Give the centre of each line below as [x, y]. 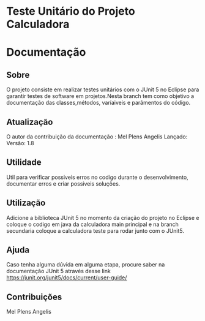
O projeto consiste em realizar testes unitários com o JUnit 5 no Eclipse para [103, 89]
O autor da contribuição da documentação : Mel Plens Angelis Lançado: [97, 137]
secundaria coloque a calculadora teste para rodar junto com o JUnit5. [95, 230]
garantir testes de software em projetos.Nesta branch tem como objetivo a [100, 96]
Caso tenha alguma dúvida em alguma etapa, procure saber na [86, 265]
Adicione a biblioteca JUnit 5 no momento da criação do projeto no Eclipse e [103, 217]
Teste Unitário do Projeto [71, 11]
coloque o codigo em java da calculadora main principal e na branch [93, 224]
